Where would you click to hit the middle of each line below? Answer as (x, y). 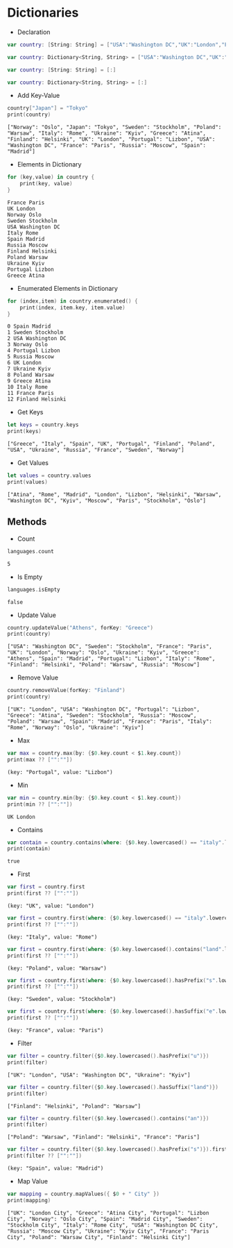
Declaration (34, 32)
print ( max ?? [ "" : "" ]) (40, 759)
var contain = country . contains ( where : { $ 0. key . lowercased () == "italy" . (116, 842)
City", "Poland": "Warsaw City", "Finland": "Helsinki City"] (99, 1237)
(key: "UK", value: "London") (51, 906)
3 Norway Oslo (28, 345)
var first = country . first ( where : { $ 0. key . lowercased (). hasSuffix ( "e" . (113, 1011)
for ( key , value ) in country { (51, 177)
